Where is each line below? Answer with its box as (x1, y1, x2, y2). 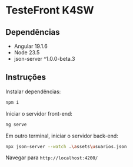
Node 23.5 (14, 49, 40, 56)
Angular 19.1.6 (14, 42, 48, 50)
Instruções (5, 72, 46, 83)
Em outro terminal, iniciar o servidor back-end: (5, 132, 118, 139)
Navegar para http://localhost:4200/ (5, 154, 98, 161)
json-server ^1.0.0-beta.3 (14, 55, 75, 62)
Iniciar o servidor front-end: (5, 110, 73, 117)
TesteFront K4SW (5, 4, 95, 17)
